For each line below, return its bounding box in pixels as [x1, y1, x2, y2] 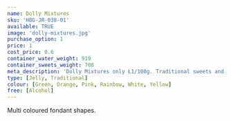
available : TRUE [7, 23, 54, 30]
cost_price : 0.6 [7, 49, 54, 56]
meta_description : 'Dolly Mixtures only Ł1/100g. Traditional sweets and [7, 68, 225, 75]
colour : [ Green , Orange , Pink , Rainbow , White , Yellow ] [7, 81, 172, 88]
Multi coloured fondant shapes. [7, 106, 96, 115]
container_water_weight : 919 [7, 55, 91, 62]
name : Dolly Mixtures [7, 10, 70, 17]
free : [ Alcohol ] [7, 87, 54, 94]
